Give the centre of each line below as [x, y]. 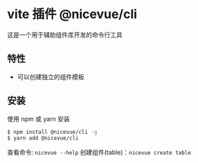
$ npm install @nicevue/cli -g [52, 132]
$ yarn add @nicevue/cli [43, 138]
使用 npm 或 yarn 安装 [39, 119]
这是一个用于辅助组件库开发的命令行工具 [65, 35]
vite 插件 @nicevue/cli [72, 14]
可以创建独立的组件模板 [51, 76]
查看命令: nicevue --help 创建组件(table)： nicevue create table [99, 153]
